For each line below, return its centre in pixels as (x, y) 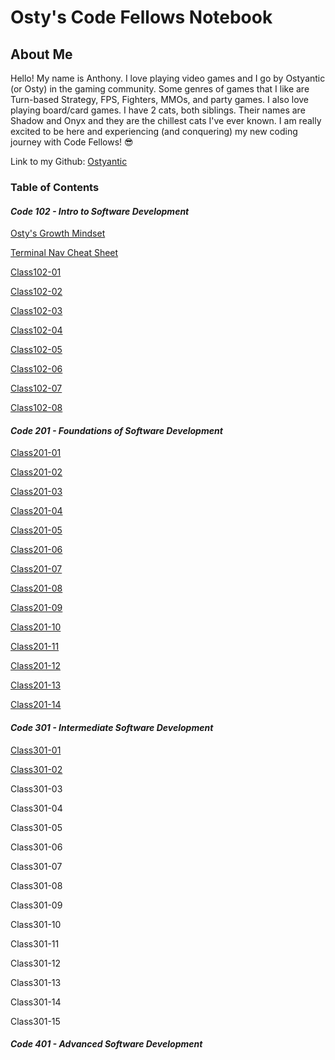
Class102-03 (36, 311)
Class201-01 (36, 453)
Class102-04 (36, 330)
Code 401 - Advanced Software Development (106, 1044)
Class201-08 (36, 588)
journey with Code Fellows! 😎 (72, 142)
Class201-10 (36, 627)
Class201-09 (36, 608)
